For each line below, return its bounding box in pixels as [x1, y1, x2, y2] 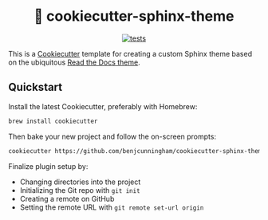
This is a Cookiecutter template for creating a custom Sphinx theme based [8, 49, 253, 58]
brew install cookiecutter [8, 117, 98, 125]
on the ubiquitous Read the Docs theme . [8, 57, 141, 67]
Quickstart [8, 81, 63, 94]
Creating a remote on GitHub [19, 194, 115, 203]
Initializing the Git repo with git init [19, 185, 141, 194]
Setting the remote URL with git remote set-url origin [19, 202, 204, 212]
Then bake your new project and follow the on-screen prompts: [8, 132, 217, 141]
